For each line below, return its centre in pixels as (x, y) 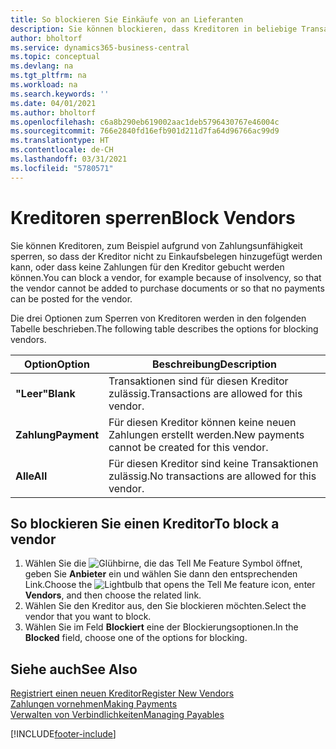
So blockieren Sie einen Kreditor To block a (145, 523)
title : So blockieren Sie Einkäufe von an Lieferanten (127, 19)
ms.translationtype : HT (60, 141)
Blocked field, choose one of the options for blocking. (136, 638)
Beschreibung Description (214, 364)
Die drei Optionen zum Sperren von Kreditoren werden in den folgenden (158, 318)
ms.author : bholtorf (53, 112)
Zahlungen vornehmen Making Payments (94, 704)
